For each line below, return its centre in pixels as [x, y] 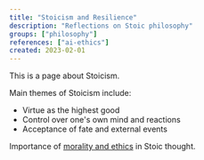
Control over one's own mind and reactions [101, 120]
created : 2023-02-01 [48, 51]
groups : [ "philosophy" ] [53, 34]
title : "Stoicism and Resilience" [73, 17]
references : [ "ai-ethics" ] [59, 42]
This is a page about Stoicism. [65, 76]
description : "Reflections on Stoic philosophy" [101, 26]
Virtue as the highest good [71, 110]
